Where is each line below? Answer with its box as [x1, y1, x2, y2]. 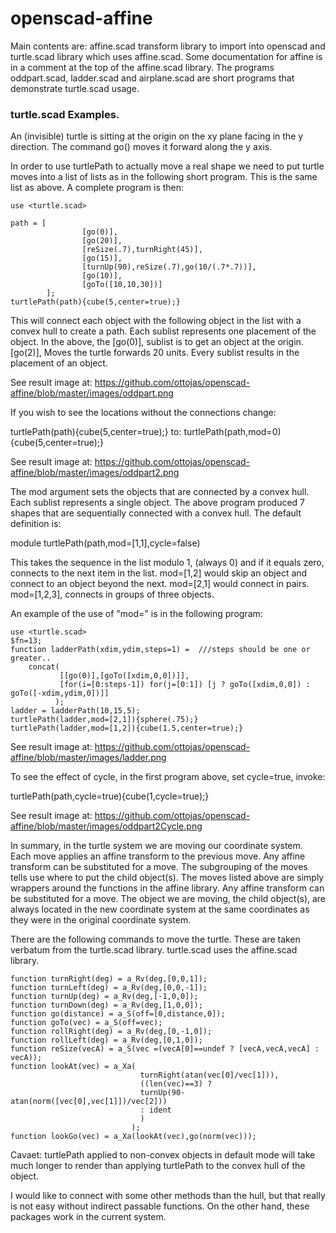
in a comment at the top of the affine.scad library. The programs [10, 61, 275, 73]
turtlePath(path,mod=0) [183, 426, 282, 438]
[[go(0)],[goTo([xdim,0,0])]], [59, 671, 190, 681]
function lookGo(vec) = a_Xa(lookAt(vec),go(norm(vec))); [10, 1132, 257, 1142]
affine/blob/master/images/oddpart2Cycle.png [10, 820, 203, 832]
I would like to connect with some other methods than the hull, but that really [10, 1190, 326, 1202]
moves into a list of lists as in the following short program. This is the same [10, 171, 318, 183]
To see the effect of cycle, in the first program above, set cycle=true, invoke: [10, 771, 326, 783]
